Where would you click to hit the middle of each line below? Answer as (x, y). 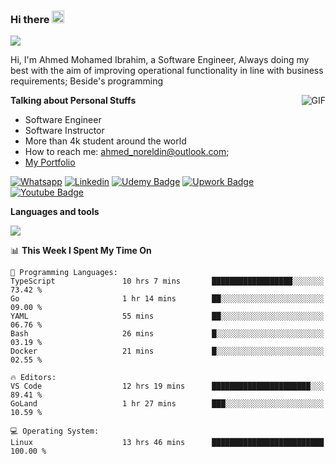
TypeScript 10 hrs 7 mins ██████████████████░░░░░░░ (167, 281)
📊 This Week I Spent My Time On (81, 251)
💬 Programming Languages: (64, 273)
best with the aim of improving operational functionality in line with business (167, 71)
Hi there (30, 19)
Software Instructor (64, 131)
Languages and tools (55, 212)
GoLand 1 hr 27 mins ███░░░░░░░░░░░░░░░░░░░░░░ (167, 404)
